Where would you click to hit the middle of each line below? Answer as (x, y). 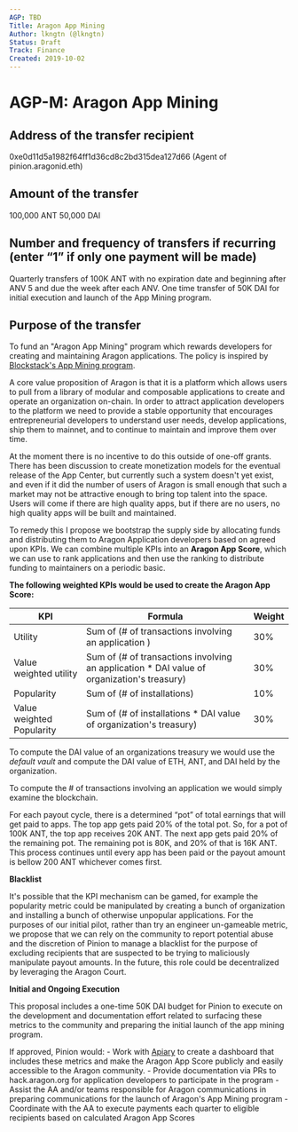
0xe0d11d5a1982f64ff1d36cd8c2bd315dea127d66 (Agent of (118, 157)
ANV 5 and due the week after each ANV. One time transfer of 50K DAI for (145, 288)
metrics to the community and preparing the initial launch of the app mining (147, 1025)
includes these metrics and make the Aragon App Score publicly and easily (146, 1061)
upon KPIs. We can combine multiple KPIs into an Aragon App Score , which (148, 549)
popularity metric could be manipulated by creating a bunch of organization (147, 906)
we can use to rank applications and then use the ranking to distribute (137, 558)
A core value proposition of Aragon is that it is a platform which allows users (149, 383)
